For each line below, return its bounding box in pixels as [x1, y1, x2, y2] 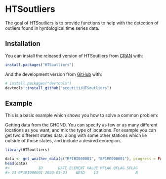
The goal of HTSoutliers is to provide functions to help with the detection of [5, 20, 159, 26]
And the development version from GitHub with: [5, 71, 102, 77]
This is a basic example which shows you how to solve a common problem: [5, 113, 158, 119]
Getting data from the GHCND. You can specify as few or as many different [5, 122, 158, 128]
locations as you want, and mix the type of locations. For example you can [5, 127, 157, 133]
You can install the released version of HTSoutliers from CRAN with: [5, 53, 143, 59]
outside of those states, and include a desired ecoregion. [5, 138, 121, 144]
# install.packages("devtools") [5, 81, 72, 86]
